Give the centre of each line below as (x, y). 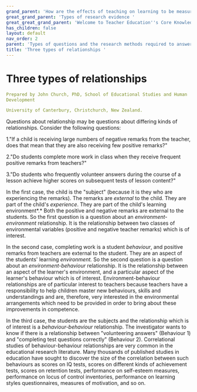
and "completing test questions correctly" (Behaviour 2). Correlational (91, 339)
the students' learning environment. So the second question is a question (94, 259)
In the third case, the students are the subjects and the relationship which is (98, 321)
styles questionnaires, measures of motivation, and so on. (76, 383)
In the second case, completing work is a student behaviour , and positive (95, 247)
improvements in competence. (43, 309)
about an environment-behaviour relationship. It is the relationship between (97, 266)
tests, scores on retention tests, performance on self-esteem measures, (93, 371)
